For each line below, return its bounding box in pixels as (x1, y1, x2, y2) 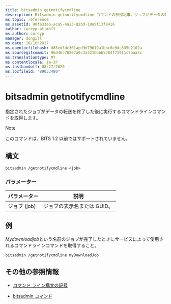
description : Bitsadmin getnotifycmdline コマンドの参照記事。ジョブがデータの (5, 12, 165, 17)
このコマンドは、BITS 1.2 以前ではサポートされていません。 (5, 135, 131, 142)
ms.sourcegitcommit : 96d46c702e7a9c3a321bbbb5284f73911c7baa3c (5, 50, 142, 55)
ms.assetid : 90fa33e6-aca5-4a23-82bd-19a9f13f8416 (5, 21, 115, 27)
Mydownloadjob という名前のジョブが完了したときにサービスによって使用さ (5, 236, 164, 242)
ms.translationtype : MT (5, 54, 56, 60)
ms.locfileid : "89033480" (5, 69, 60, 74)
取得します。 (14, 115, 41, 121)
